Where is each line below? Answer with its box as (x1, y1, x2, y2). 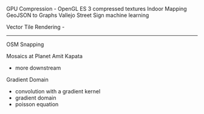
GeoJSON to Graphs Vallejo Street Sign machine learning (6, 12, 149, 19)
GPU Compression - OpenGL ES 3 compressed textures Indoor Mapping (6, 5, 187, 12)
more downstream (15, 64, 61, 72)
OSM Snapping (6, 41, 44, 48)
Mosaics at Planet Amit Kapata (6, 53, 83, 59)
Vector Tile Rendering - (6, 24, 65, 30)
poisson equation (15, 101, 59, 108)
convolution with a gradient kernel (15, 88, 101, 95)
